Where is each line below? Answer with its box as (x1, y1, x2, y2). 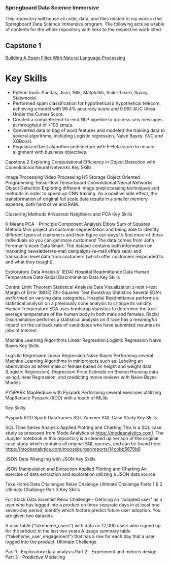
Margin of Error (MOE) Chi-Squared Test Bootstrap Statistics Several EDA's (5, 289, 162, 295)
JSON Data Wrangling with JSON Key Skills (5, 456, 96, 462)
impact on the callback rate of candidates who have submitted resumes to (5, 322, 160, 328)
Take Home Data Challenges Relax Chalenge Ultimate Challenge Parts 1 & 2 (5, 481, 163, 488)
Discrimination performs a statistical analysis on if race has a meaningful (5, 316, 157, 322)
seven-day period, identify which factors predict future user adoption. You (5, 507, 161, 514)
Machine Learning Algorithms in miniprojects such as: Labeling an (5, 358, 143, 364)
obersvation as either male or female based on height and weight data (5, 363, 152, 369)
